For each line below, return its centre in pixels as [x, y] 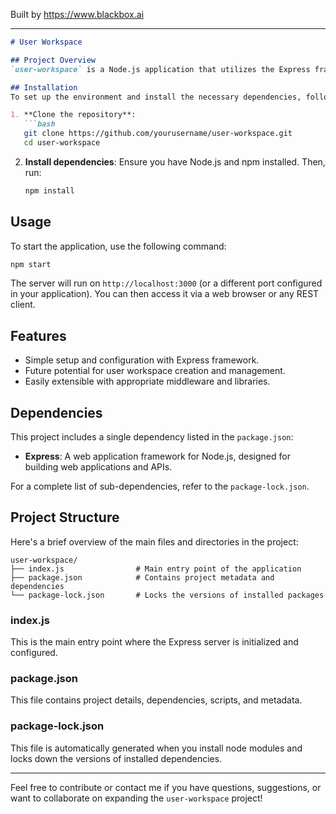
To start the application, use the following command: [118, 246]
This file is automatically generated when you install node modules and [156, 748]
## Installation [44, 87]
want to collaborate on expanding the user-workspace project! [136, 798]
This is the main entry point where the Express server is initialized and [154, 642]
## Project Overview [53, 60]
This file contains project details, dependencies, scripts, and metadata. [156, 700]
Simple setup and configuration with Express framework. [142, 360]
